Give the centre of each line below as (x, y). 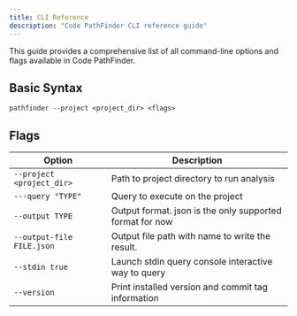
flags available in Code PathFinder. (72, 60)
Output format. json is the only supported (196, 211)
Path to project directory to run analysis (193, 179)
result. (124, 247)
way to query (138, 273)
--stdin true (41, 267)
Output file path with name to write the (191, 236)
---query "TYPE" (48, 197)
